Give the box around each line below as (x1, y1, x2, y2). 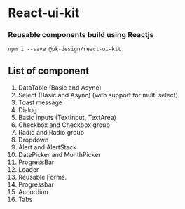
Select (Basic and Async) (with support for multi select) (18, 91, 178, 100)
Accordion (18, 188, 48, 196)
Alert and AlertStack (18, 143, 77, 151)
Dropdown (18, 135, 49, 144)
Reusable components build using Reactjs (8, 30, 154, 40)
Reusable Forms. (18, 173, 67, 182)
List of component (8, 65, 90, 76)
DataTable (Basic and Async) (18, 83, 102, 92)
